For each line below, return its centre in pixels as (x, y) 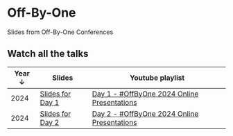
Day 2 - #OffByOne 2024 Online (145, 114)
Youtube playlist (157, 78)
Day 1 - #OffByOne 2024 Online (145, 94)
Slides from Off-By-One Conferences (60, 32)
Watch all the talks (48, 54)
